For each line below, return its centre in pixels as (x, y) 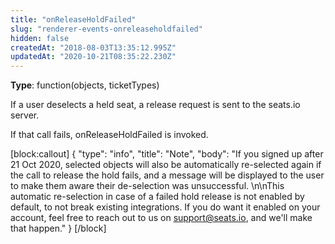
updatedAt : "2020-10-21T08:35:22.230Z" (93, 57)
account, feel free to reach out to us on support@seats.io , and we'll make (161, 218)
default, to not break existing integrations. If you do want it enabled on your (165, 207)
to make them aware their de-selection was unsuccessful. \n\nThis (147, 186)
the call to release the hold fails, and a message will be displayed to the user (167, 175)
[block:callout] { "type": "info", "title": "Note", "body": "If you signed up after (167, 154)
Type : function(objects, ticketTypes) (85, 85)
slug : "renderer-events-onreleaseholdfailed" (106, 29)
